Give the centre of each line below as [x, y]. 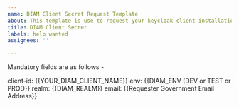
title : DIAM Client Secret [47, 27]
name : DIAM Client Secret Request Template [73, 14]
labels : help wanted [38, 34]
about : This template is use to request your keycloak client [101, 21]
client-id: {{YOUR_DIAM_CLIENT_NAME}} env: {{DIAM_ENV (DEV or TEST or [119, 81]
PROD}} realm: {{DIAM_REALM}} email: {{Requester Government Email [111, 88]
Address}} [22, 96]
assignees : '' [28, 41]
